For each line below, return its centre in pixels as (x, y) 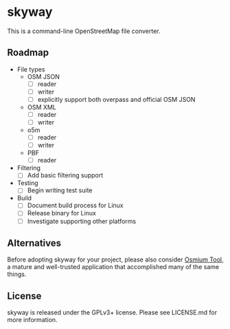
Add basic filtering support (65, 176)
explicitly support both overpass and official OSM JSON (116, 99)
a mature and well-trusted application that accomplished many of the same (113, 267)
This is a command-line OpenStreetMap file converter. (84, 31)
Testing (28, 183)
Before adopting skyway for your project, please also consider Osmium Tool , (115, 259)
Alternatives (34, 243)
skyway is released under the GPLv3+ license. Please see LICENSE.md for (112, 312)
